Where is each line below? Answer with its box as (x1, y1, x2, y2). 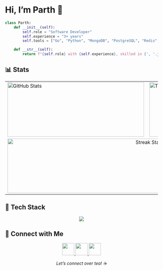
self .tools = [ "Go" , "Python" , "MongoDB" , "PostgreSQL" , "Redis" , (22, 38, 160, 43)
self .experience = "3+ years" (22, 34, 83, 39)
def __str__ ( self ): (14, 47, 53, 52)
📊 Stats (5, 65, 30, 74)
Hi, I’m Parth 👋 (5, 4, 63, 16)
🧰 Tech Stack (5, 203, 46, 211)
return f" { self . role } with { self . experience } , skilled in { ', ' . (22, 52, 158, 57)
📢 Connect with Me (5, 230, 64, 238)
